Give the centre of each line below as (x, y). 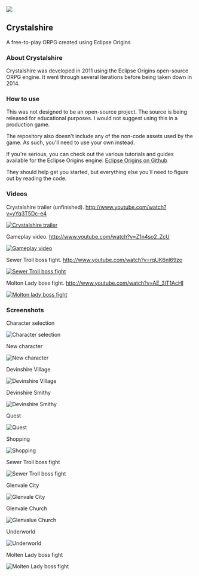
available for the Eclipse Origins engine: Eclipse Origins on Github (87, 160)
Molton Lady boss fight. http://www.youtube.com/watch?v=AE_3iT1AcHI (95, 283)
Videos (17, 194)
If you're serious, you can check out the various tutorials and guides (90, 154)
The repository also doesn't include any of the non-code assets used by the (99, 136)
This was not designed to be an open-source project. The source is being (97, 112)
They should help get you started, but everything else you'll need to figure (97, 172)
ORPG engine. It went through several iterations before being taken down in (99, 77)
